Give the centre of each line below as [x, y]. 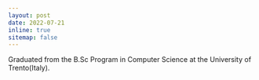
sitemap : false [33, 37]
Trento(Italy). [29, 68]
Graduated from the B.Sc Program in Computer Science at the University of [130, 60]
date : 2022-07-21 [36, 23]
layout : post [29, 15]
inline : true [29, 30]
